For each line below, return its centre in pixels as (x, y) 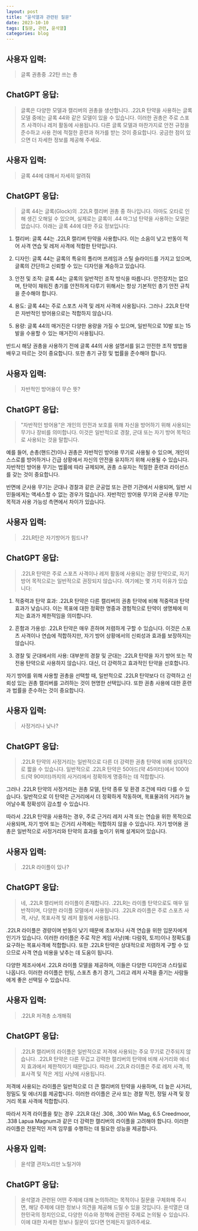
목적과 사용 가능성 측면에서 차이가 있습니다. (56, 502)
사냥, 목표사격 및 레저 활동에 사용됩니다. (74, 917)
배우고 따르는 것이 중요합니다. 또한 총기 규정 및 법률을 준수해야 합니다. (86, 353)
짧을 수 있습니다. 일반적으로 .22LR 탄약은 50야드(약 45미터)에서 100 (106, 769)
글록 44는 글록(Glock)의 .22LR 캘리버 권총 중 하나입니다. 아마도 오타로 (102, 211)
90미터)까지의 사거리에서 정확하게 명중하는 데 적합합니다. (99, 777)
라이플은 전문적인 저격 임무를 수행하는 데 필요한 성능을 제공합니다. (82, 1128)
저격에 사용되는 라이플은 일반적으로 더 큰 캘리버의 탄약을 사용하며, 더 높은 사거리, (99, 1086)
